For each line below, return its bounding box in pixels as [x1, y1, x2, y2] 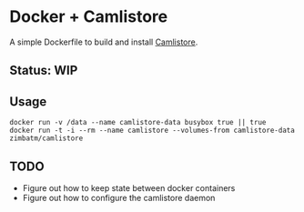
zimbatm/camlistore [9, 134, 84, 143]
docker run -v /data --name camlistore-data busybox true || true [9, 118, 267, 127]
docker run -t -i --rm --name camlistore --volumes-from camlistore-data [9, 126, 296, 136]
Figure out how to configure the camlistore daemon [22, 192, 216, 203]
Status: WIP [9, 63, 78, 78]
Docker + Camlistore [9, 6, 168, 27]
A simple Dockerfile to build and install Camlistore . [9, 36, 198, 47]
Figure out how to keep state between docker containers [22, 182, 236, 193]
